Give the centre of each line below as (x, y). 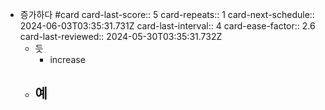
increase (67, 59)
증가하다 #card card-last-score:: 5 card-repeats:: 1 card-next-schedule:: (167, 14)
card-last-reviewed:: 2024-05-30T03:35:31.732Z (121, 36)
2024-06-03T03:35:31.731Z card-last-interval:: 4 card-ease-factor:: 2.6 (167, 26)
